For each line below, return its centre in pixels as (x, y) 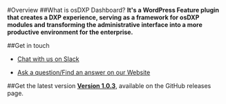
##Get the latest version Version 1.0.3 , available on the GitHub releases (109, 86)
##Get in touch (28, 45)
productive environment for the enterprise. (70, 32)
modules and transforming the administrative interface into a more (105, 25)
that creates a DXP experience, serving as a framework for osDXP (103, 17)
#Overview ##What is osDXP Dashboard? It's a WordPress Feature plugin (113, 10)
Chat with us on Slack (48, 59)
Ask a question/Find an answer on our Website (84, 72)
